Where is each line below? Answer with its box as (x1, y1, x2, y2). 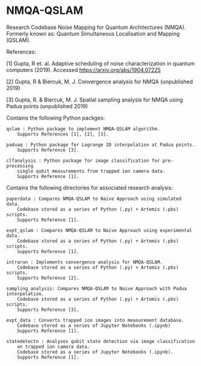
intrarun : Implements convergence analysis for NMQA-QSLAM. (6, 259, 163, 265)
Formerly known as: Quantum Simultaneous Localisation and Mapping (6, 30, 180, 37)
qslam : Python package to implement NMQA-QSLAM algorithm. (6, 126, 161, 132)
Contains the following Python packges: (6, 114, 105, 121)
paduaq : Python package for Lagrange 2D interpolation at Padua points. (6, 141, 196, 148)
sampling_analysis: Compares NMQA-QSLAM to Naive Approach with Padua (6, 285, 187, 292)
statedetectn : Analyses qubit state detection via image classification (6, 338, 196, 344)
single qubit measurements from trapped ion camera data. (17, 168, 165, 174)
